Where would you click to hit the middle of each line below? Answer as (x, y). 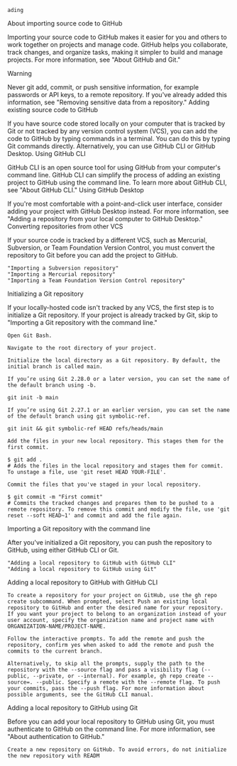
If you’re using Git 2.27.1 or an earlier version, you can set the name (119, 410)
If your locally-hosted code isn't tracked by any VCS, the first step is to (111, 307)
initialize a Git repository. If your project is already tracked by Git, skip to (113, 315)
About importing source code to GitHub (65, 23)
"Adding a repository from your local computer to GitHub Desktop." (105, 219)
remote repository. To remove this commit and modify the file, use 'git (119, 509)
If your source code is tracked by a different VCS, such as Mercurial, (108, 240)
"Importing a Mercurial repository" (61, 274)
